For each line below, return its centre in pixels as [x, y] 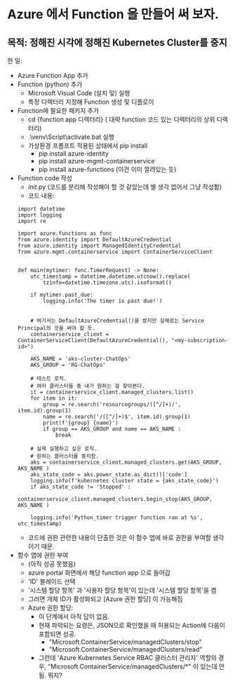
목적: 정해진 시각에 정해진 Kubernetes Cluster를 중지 [117, 42]
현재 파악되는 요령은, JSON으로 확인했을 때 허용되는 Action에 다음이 [132, 625]
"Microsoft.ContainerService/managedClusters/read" [126, 649]
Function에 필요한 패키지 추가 [58, 110]
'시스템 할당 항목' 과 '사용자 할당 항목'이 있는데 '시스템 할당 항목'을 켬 [122, 590]
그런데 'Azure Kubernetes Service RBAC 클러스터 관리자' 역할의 [128, 658]
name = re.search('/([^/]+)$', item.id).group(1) [117, 417]
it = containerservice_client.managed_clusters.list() [112, 392]
